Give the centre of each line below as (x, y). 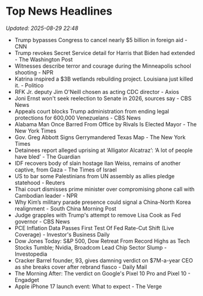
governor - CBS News (42, 222)
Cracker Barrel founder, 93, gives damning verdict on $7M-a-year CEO (104, 260)
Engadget (27, 280)
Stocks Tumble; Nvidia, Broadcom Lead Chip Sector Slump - (90, 247)
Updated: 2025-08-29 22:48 (42, 28)
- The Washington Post (43, 59)
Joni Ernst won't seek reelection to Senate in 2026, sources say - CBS (103, 98)
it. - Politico (29, 85)
